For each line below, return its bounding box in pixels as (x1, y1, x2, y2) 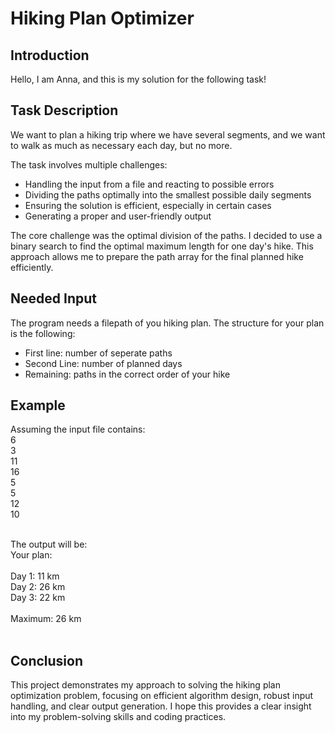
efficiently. (10, 261, 54, 273)
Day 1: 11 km (10, 570, 60, 582)
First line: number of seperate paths (24, 347, 173, 359)
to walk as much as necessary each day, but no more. (10, 139, 233, 151)
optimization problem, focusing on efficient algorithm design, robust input (10, 690, 314, 702)
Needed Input (10, 290, 97, 307)
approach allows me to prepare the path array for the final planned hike (10, 250, 304, 262)
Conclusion (10, 652, 84, 669)
